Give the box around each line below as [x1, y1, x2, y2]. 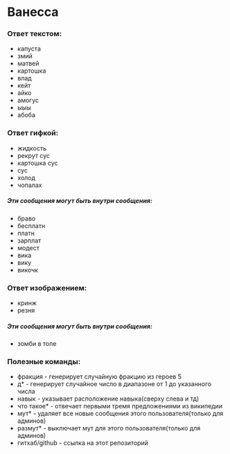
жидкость [17, 143, 47, 152]
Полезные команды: [7, 356, 81, 366]
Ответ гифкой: [7, 128, 59, 138]
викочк [17, 265, 39, 274]
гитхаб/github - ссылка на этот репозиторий [17, 439, 149, 447]
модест [17, 243, 40, 252]
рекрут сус [17, 151, 51, 159]
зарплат [17, 236, 42, 245]
